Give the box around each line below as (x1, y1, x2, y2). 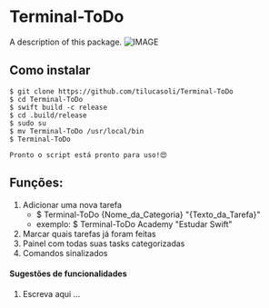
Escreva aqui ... (22, 288, 81, 299)
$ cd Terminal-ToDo (9, 94, 84, 104)
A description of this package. (9, 36, 123, 47)
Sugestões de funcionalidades (9, 268, 127, 279)
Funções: (9, 175, 64, 191)
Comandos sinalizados (22, 247, 108, 258)
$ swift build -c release (9, 103, 107, 112)
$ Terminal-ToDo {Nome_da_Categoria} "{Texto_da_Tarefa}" (35, 209, 261, 220)
